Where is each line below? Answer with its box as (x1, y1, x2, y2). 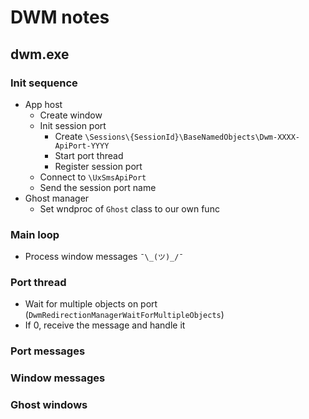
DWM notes (10, 6, 110, 29)
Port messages (10, 344, 86, 358)
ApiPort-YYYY (54, 141, 110, 151)
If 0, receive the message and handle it (24, 319, 186, 331)
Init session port (39, 119, 107, 131)
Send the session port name (39, 181, 157, 193)
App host (24, 98, 63, 110)
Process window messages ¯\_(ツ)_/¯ (24, 251, 184, 263)
